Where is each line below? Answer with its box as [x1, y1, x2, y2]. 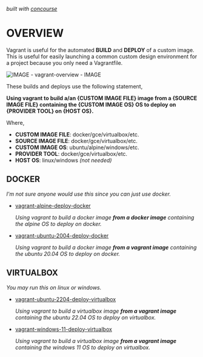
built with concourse [6, 5, 58, 12]
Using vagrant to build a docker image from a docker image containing [15, 213, 195, 221]
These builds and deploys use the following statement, [6, 82, 143, 90]
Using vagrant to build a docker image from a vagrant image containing [15, 244, 197, 251]
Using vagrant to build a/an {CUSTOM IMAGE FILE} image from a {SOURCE [6, 94, 198, 102]
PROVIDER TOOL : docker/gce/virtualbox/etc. [15, 150, 128, 157]
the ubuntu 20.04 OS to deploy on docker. [15, 250, 120, 257]
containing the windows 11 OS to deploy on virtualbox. [15, 344, 150, 351]
